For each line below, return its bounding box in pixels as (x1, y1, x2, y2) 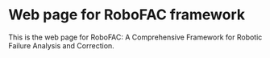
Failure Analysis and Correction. (8, 40, 114, 50)
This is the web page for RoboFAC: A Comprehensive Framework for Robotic (8, 32, 263, 42)
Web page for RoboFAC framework (8, 6, 246, 24)
